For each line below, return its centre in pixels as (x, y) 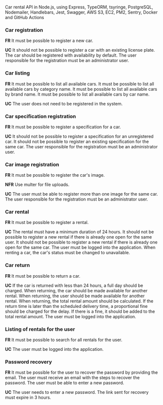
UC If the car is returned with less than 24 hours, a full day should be (74, 285)
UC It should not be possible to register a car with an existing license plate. (80, 50)
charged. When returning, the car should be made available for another (76, 290)
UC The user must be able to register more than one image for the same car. (81, 194)
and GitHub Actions (25, 17)
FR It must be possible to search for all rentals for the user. (64, 340)
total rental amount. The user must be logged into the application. (71, 316)
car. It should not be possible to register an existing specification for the (77, 142)
